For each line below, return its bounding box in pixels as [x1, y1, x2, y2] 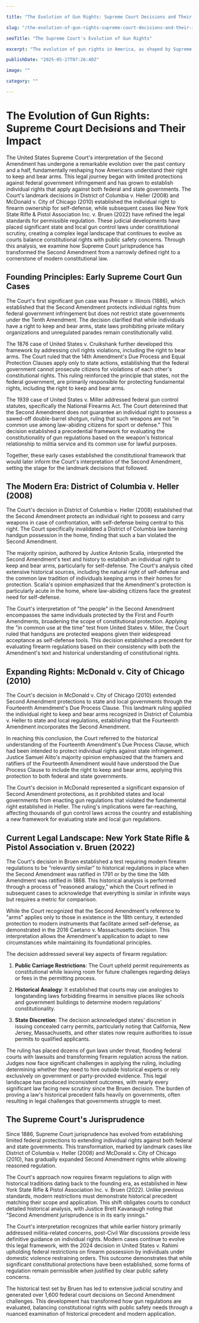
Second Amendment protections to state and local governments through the [6, 698, 192, 705]
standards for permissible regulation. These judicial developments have [6, 217, 181, 224]
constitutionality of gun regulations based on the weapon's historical [6, 434, 174, 441]
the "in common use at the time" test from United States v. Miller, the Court [6, 624, 189, 631]
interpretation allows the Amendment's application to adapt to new [6, 933, 169, 940]
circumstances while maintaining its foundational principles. [6, 939, 152, 946]
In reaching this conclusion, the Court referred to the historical [6, 735, 158, 742]
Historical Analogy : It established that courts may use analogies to [14, 986, 179, 993]
